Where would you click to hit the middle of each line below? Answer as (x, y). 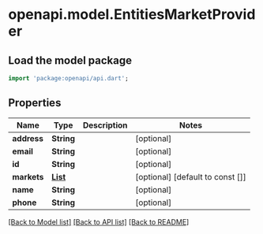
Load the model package (70, 60)
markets (28, 176)
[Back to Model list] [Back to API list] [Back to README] (99, 221)
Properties (35, 103)
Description (105, 125)
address (28, 138)
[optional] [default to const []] (191, 176)
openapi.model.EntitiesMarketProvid (132, 15)
